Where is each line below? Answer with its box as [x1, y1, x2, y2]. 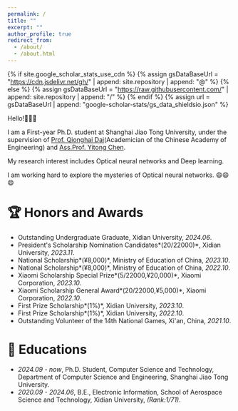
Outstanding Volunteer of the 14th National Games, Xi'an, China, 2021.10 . [17, 316, 232, 325]
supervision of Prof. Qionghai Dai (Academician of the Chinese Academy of [7, 135, 227, 143]
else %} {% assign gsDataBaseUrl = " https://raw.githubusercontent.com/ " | [7, 85, 229, 93]
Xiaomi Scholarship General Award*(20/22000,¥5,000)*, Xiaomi [17, 286, 207, 295]
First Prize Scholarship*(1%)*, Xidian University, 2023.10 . [17, 301, 185, 310]
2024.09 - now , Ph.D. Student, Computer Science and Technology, [17, 365, 214, 373]
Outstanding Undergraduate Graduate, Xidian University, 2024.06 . [17, 233, 212, 241]
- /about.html [14, 51, 56, 58]
